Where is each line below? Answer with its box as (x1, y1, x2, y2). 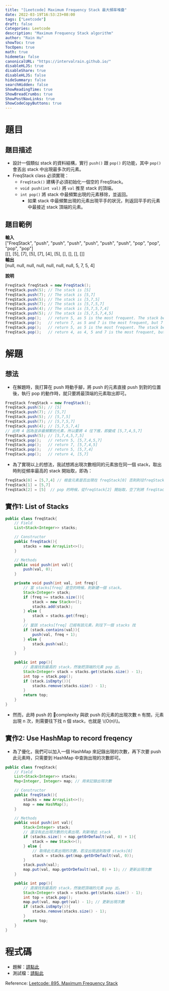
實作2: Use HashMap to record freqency (5, 734, 133, 742)
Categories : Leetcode (5, 26, 51, 31)
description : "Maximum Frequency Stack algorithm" (5, 31, 114, 36)
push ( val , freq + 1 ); (32, 632, 78, 637)
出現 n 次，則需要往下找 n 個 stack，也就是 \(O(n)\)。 (12, 718, 123, 724)
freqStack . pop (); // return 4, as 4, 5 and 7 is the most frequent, (5, 329, 156, 335)
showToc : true (5, 40, 35, 45)
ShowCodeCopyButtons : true (5, 101, 62, 106)
